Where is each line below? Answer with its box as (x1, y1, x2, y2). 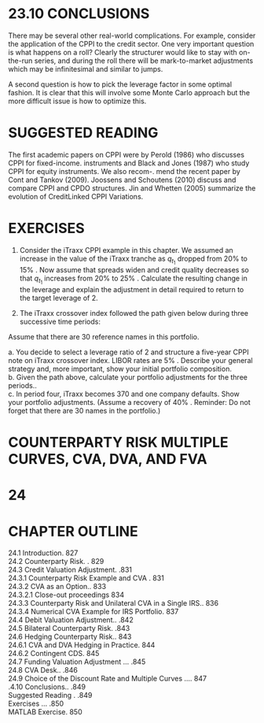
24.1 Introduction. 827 (8, 548, 79, 558)
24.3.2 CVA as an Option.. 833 (8, 582, 107, 591)
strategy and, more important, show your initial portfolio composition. (8, 364, 232, 374)
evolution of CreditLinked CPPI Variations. (8, 191, 144, 201)
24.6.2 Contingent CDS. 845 (8, 649, 100, 658)
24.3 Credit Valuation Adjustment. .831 (8, 565, 132, 575)
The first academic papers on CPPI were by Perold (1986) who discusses (8, 150, 245, 159)
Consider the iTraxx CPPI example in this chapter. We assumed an (19, 245, 233, 254)
